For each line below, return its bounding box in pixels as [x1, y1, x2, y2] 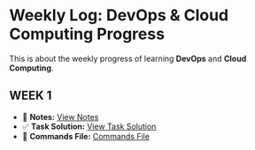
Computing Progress [9, 24, 166, 44]
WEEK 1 [9, 88, 52, 103]
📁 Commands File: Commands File [21, 131, 151, 141]
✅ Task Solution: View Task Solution [21, 121, 157, 131]
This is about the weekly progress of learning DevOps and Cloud [9, 53, 247, 64]
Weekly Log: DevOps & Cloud [9, 5, 229, 26]
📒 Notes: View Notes [21, 111, 99, 122]
